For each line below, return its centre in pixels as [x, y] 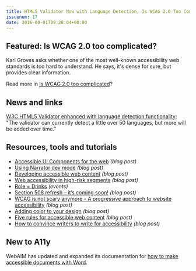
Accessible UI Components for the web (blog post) [76, 161]
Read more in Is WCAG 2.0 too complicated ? [59, 84]
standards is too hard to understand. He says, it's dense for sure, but [89, 66]
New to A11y [28, 242]
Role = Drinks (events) [41, 186]
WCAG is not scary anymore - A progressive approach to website [93, 198]
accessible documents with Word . [47, 262]
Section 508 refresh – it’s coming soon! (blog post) [75, 192]
